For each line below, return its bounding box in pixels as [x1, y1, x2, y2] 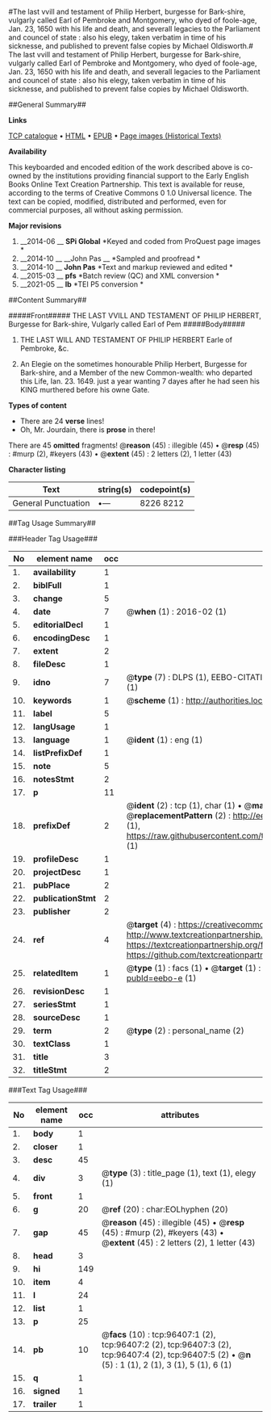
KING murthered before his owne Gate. [19, 385, 150, 394]
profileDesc [33, 854, 79, 864]
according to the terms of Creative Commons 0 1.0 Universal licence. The [8, 188, 252, 197]
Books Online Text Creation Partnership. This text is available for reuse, [8, 179, 245, 189]
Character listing [8, 464, 66, 474]
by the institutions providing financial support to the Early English [32, 171, 249, 180]
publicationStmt [33, 893, 97, 904]
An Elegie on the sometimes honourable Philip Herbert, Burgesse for [19, 359, 248, 368]
